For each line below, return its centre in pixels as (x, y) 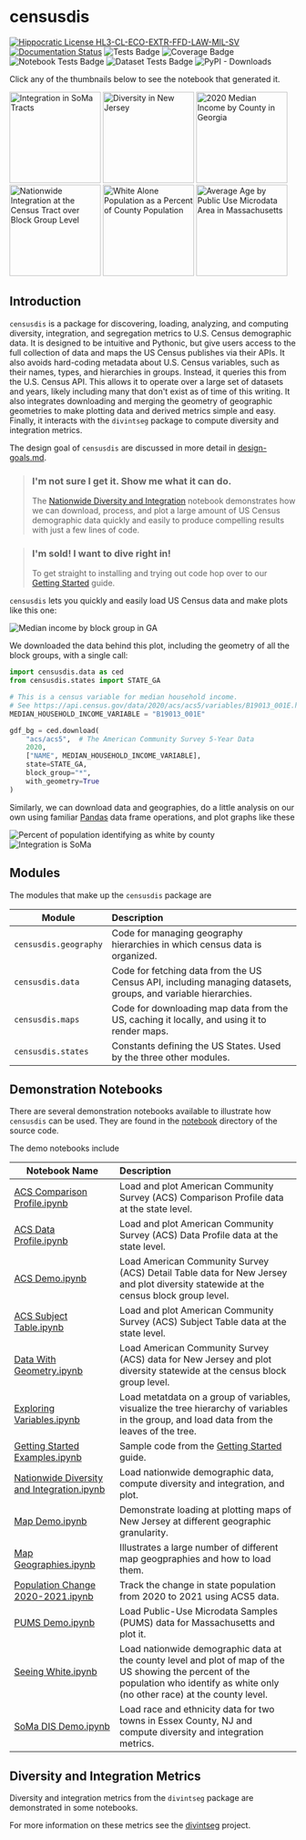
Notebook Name (62, 1171)
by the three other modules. (171, 1057)
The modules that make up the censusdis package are (111, 894)
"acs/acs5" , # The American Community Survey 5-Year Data (140, 739)
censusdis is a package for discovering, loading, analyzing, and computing (149, 323)
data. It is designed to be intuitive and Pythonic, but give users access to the (153, 343)
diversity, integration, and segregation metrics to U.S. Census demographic (151, 333)
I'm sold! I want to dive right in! (101, 553)
